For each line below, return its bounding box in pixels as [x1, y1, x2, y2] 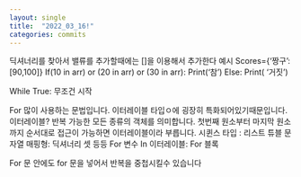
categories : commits [9, 30, 87, 39]
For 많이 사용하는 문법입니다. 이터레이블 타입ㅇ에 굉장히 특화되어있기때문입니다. [9, 105, 288, 116]
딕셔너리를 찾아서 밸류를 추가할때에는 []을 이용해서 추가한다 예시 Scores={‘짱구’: [9, 56, 290, 66]
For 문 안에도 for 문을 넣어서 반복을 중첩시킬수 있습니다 [9, 158, 202, 169]
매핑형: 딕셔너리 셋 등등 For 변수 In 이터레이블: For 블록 [25, 138, 219, 149]
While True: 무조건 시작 [9, 86, 93, 97]
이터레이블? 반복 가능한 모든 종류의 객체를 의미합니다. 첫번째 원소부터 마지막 [9, 116, 275, 127]
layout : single [9, 13, 66, 22]
